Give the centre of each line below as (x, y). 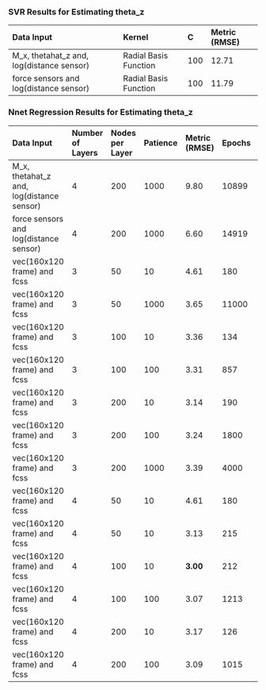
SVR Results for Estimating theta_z (76, 12)
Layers (85, 152)
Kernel (136, 37)
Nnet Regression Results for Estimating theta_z (101, 112)
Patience (161, 143)
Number (87, 133)
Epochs (237, 143)
